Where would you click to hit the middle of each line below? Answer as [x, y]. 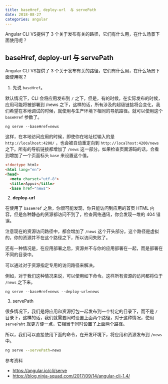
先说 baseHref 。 [29, 88]
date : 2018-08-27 [23, 15]
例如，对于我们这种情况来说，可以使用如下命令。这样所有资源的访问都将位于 [84, 276]
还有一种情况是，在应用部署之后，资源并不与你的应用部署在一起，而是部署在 [84, 248]
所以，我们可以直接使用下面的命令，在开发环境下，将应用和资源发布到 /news [84, 335]
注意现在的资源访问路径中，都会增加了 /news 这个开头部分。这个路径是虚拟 [82, 231]
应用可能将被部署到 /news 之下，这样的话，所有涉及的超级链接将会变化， [80, 105]
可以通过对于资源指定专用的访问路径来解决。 [51, 265]
